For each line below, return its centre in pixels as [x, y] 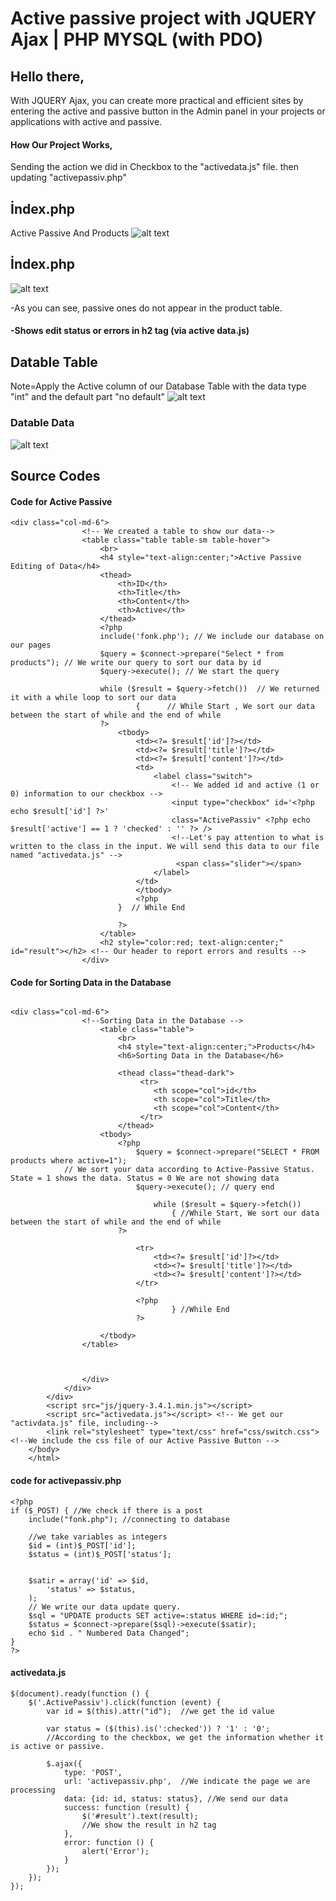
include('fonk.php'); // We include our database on [212, 637]
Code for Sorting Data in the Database [91, 982]
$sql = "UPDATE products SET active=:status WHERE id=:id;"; [158, 1615]
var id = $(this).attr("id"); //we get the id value [160, 1711]
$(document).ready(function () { [80, 1693]
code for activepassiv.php [66, 1480]
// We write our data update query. [105, 1607]
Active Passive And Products [70, 233]
